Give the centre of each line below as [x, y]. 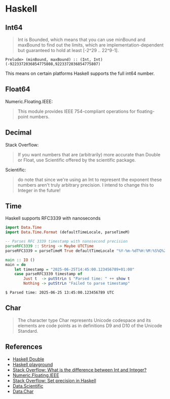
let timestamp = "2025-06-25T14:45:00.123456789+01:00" [75, 269]
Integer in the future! [39, 190]
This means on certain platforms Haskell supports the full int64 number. [80, 73]
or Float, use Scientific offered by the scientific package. [77, 160]
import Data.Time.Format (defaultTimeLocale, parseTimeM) [68, 232]
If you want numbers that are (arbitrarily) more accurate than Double [89, 154]
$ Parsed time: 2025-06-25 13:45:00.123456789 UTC [60, 293]
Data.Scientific [28, 386]
